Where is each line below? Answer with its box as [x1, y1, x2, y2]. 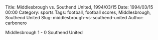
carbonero [5, 20, 27, 26]
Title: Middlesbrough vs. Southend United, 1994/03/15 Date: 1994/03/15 [5, 4, 153, 10]
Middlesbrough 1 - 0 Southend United [5, 30, 83, 35]
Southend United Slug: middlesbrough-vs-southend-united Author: [5, 15, 144, 20]
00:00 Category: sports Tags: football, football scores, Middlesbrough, [5, 9, 151, 15]
